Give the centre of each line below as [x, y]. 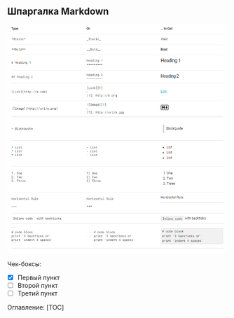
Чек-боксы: [25, 264]
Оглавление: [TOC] [36, 307]
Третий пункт [37, 293]
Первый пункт [39, 277]
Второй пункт [37, 285]
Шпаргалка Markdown [58, 12]
